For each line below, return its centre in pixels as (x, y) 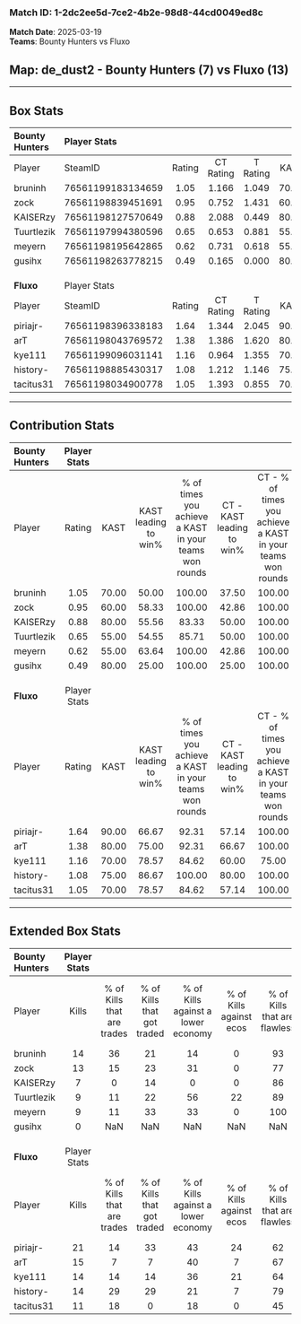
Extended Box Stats (65, 932)
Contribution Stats (62, 426)
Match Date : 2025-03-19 (56, 32)
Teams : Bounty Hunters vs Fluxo (70, 41)
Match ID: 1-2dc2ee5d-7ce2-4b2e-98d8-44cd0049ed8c (137, 13)
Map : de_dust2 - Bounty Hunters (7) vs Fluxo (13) (149, 70)
